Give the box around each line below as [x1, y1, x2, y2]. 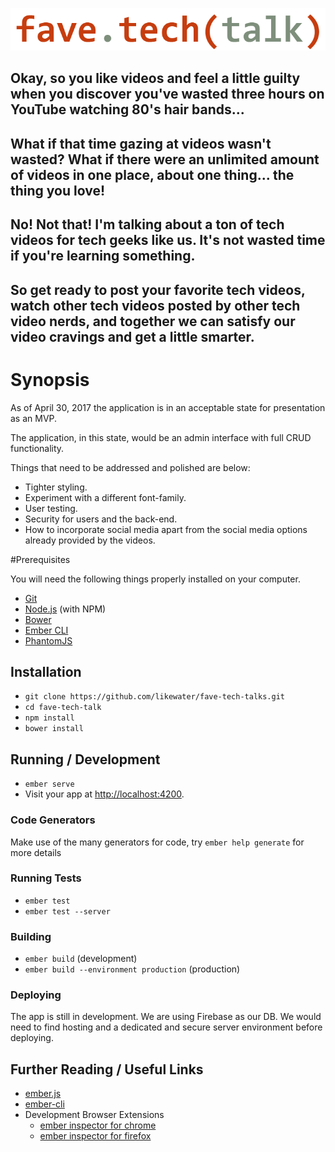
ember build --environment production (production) [24, 963, 241, 975]
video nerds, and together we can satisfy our [10, 313, 296, 330]
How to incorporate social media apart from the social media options [24, 523, 308, 535]
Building [10, 929, 52, 943]
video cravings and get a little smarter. [10, 328, 255, 345]
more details [10, 846, 62, 858]
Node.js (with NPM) [24, 603, 107, 615]
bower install [24, 724, 84, 734]
